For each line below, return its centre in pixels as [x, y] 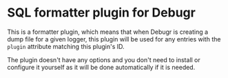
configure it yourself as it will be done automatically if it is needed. [101, 67]
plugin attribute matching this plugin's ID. [66, 46]
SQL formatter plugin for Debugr [102, 13]
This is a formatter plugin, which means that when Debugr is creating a [108, 32]
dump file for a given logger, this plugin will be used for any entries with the [114, 39]
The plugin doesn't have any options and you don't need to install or [104, 59]
